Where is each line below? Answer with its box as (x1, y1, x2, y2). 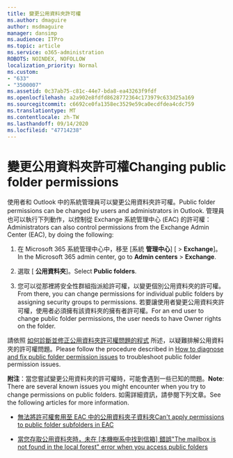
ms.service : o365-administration (7, 49, 104, 56)
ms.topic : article (7, 42, 61, 49)
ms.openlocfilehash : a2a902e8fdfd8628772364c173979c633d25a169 (7, 95, 195, 102)
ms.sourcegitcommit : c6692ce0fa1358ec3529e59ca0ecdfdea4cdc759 (7, 101, 195, 108)
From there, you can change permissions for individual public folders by (17, 290, 224, 298)
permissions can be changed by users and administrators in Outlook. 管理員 (7, 207, 225, 215)
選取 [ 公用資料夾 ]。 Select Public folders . (17, 267, 137, 276)
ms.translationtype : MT (7, 107, 77, 114)
